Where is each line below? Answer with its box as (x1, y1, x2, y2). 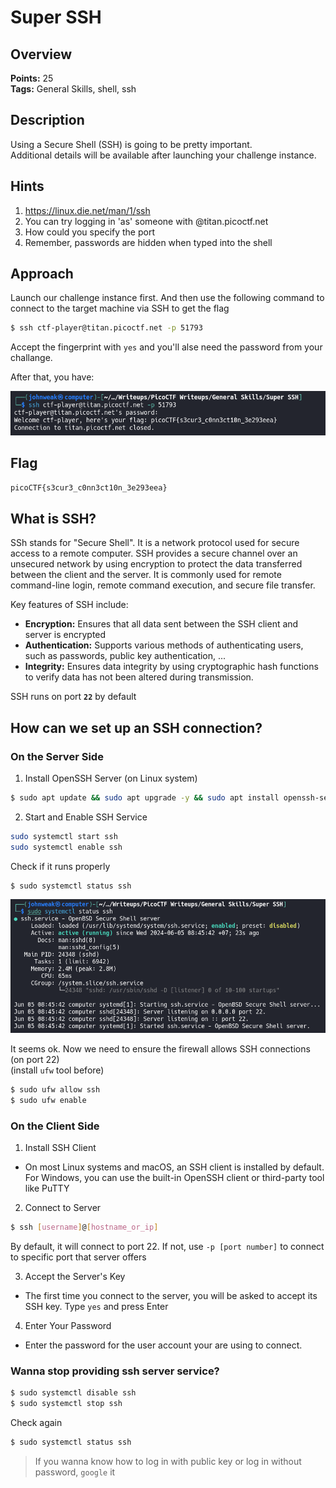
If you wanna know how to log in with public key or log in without (34, 1455, 302, 1467)
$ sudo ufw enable (10, 1095, 87, 1105)
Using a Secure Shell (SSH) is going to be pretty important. (10, 138, 253, 150)
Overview (10, 46, 73, 63)
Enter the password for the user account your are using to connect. (24, 1339, 303, 1351)
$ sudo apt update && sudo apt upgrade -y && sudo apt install (10, 792, 280, 803)
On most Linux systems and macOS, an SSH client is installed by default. (24, 1161, 325, 1173)
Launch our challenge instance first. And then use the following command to (10, 292, 325, 304)
